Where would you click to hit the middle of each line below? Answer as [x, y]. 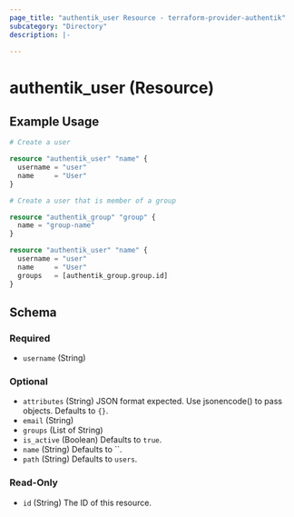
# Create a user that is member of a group [93, 201]
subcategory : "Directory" [58, 26]
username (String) [54, 358]
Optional [29, 382]
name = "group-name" [56, 225]
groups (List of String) [63, 430]
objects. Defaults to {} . [65, 411]
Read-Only [34, 482]
